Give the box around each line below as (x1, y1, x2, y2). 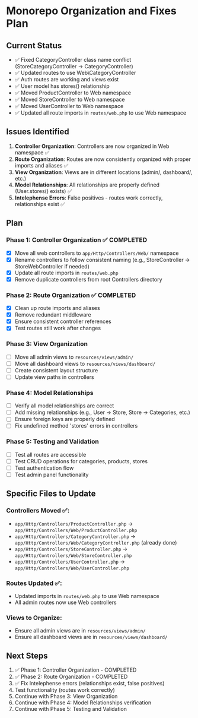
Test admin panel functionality (14, 471, 89, 478)
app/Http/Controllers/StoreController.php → (14, 545, 128, 552)
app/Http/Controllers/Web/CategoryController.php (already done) (14, 539, 177, 546)
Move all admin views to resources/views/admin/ (14, 353, 134, 360)
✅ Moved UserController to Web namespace (14, 103, 124, 109)
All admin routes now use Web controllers (14, 599, 117, 606)
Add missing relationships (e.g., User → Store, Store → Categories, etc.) (14, 409, 191, 416)
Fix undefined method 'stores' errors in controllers (14, 422, 138, 429)
